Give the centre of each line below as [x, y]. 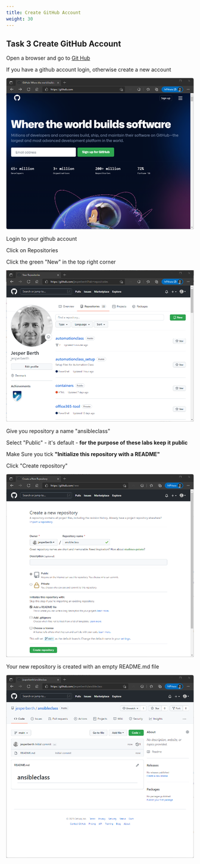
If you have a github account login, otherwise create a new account [89, 70]
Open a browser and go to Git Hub [48, 58]
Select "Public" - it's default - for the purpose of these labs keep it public [97, 443]
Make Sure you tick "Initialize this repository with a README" [83, 454]
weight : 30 [20, 19]
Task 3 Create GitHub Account [64, 44]
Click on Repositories [32, 250]
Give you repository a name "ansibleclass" [58, 431]
